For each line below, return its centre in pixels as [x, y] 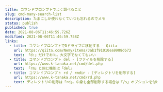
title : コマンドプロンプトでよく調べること [43, 9]
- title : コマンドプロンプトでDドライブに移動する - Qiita [63, 46]
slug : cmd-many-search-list [33, 14]
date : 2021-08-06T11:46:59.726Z [38, 32]
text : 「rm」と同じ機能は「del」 [44, 69]
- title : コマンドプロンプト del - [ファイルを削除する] [61, 59]
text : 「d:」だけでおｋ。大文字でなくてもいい [55, 55]
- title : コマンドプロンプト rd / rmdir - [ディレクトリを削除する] [73, 73]
